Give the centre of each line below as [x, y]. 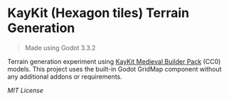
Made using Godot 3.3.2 [60, 48]
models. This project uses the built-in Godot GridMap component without [114, 69]
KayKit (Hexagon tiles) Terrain [98, 13]
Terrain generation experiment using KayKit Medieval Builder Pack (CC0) [114, 61]
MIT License [26, 90]
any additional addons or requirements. [65, 77]
